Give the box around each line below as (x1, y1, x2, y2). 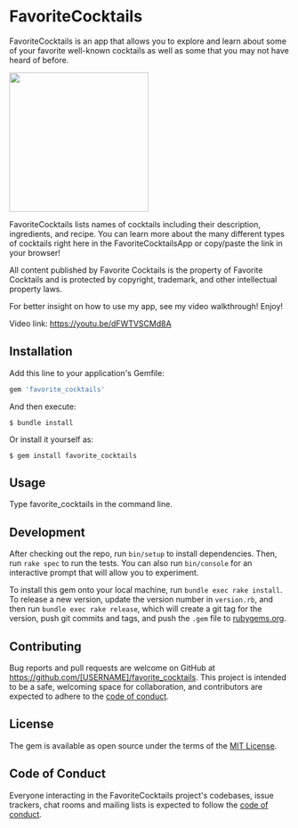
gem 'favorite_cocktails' (9, 385, 105, 394)
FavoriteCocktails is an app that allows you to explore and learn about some (9, 36, 287, 46)
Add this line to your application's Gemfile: (9, 367, 165, 378)
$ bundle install (9, 418, 74, 427)
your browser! (9, 247, 60, 258)
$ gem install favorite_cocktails (9, 451, 138, 460)
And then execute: (9, 401, 77, 412)
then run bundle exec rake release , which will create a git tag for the (9, 603, 262, 614)
